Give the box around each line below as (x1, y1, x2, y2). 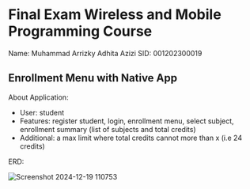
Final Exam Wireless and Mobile (8, 6, 222, 24)
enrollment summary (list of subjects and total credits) (19, 124, 196, 134)
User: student (19, 108, 65, 117)
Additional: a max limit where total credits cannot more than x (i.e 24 (19, 133, 243, 142)
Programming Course (8, 22, 153, 40)
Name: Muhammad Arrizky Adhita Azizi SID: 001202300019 (8, 48, 203, 58)
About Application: (8, 93, 69, 102)
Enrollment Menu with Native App (8, 71, 178, 85)
